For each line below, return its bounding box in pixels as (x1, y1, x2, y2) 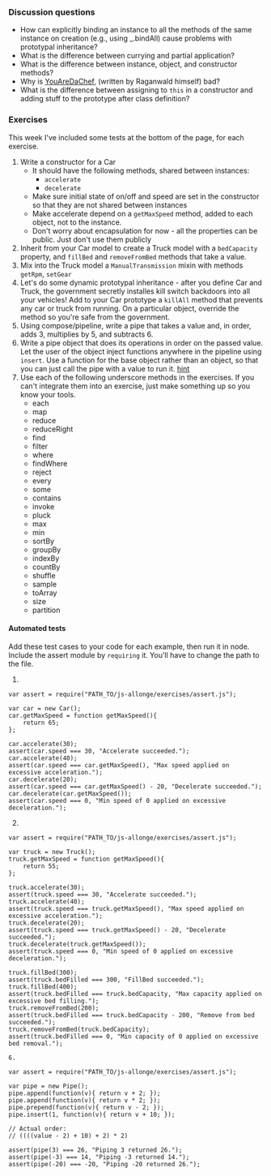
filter (32, 441, 49, 451)
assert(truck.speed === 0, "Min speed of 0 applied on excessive (8, 947, 233, 955)
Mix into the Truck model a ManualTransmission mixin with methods (19, 260, 243, 270)
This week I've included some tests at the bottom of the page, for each (8, 132, 244, 142)
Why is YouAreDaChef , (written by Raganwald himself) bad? (19, 76, 221, 87)
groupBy (32, 544, 61, 554)
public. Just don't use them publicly (32, 234, 152, 244)
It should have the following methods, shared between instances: (32, 165, 250, 175)
